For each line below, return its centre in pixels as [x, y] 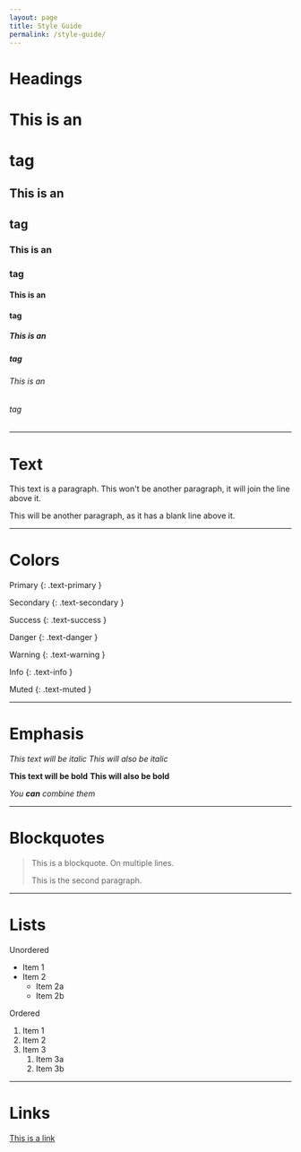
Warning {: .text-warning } [57, 654]
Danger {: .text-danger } [54, 637]
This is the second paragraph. [86, 880]
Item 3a [50, 1059]
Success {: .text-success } [58, 620]
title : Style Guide [46, 26]
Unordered [29, 950]
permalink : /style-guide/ [57, 34]
